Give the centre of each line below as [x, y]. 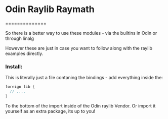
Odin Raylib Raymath [50, 9]
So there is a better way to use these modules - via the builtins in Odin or [81, 33]
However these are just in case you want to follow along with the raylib [79, 48]
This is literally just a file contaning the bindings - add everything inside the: [84, 78]
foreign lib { [20, 87]
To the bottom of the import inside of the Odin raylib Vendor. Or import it [80, 106]
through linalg [20, 38]
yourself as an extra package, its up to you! [50, 111]
